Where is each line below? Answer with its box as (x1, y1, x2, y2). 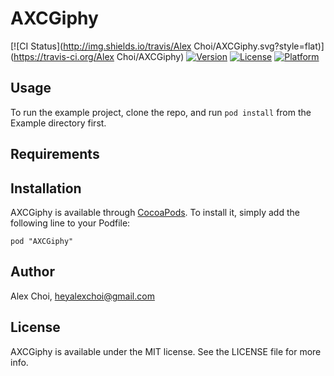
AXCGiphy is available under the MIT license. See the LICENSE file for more (10, 345, 322, 357)
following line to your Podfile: (10, 217, 131, 229)
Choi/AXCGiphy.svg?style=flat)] (193, 40, 325, 52)
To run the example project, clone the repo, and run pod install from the (10, 106, 312, 118)
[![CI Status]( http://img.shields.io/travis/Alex (10, 40, 192, 52)
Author (10, 263, 55, 281)
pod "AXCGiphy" (10, 236, 74, 246)
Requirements (10, 146, 100, 163)
